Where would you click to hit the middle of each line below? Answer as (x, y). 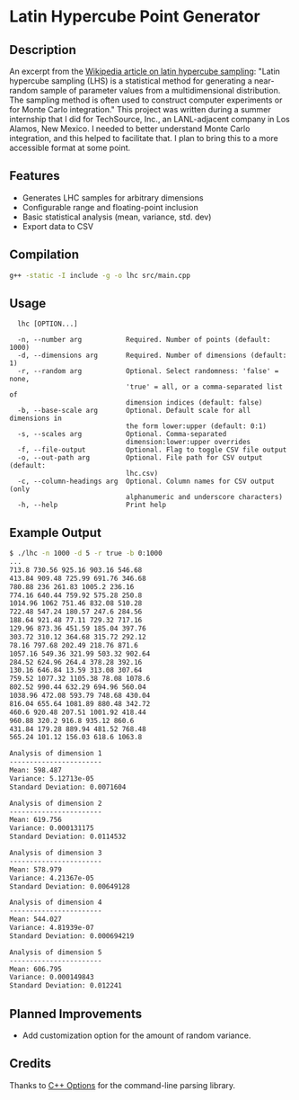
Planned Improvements (75, 1014)
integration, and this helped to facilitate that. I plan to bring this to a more (144, 138)
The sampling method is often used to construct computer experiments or (146, 100)
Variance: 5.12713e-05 (52, 778)
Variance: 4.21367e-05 (52, 878)
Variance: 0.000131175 (52, 828)
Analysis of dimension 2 (56, 803)
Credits (31, 1064)
